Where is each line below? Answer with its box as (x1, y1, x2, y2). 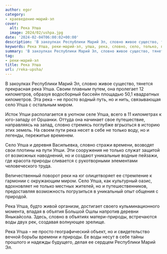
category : (5, 12, 26, 17)
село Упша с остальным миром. (5, 102, 74, 107)
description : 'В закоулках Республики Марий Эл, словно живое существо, (5, 40, 159, 45)
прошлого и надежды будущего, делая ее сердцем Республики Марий (5, 239, 156, 245)
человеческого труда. (5, 163, 52, 169)
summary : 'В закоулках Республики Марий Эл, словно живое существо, (5, 49, 150, 53)
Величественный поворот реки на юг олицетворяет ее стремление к (5, 173, 153, 178)
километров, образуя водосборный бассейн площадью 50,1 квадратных (5, 91, 160, 97)
